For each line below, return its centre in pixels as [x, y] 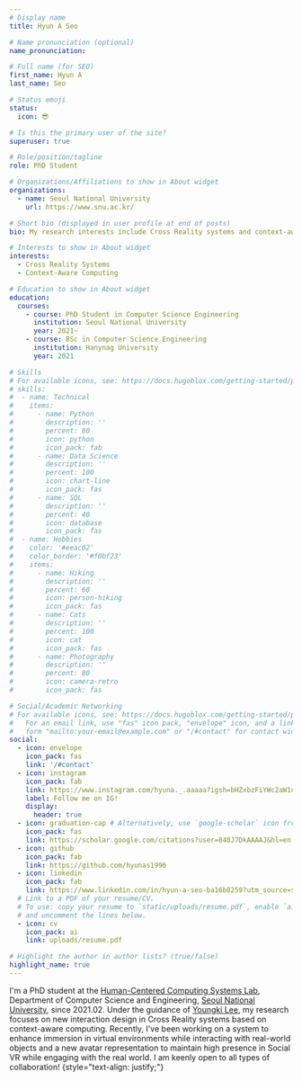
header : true [58, 815]
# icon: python [52, 439]
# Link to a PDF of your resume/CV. [86, 898]
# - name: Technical [50, 398]
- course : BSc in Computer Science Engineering [116, 339]
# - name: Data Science [64, 456]
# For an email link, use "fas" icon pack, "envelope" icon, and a [142, 723]
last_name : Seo [38, 84]
